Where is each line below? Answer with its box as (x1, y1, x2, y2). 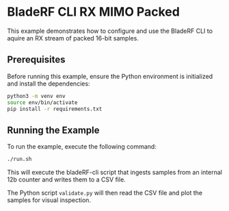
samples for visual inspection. (7, 196, 91, 204)
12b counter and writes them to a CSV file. (7, 175, 126, 184)
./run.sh (7, 156, 32, 163)
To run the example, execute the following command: (7, 142, 157, 151)
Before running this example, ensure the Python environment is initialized (7, 72, 213, 80)
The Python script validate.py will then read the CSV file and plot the (7, 189, 203, 197)
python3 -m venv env (7, 92, 66, 99)
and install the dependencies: (7, 79, 90, 88)
